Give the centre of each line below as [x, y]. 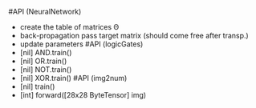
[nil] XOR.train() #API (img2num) [73, 78]
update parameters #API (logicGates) [81, 44]
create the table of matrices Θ [69, 27]
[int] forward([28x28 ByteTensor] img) [83, 95]
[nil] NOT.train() [46, 70]
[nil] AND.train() [46, 52]
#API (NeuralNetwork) [45, 12]
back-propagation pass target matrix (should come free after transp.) [134, 36]
